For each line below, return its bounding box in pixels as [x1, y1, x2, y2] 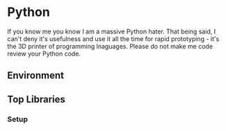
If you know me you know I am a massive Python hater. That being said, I [7, 27, 216, 36]
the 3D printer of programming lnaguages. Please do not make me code [7, 42, 213, 50]
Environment [7, 70, 65, 82]
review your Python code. [7, 49, 81, 58]
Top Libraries [7, 93, 66, 105]
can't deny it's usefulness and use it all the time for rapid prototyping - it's [7, 34, 220, 43]
